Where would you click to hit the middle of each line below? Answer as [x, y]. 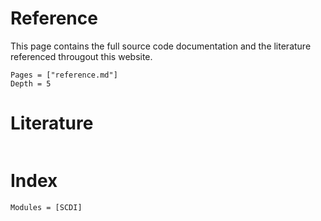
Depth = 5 [31, 83]
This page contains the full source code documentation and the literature [161, 46]
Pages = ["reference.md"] [64, 75]
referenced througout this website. [81, 56]
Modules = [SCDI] [46, 207]
